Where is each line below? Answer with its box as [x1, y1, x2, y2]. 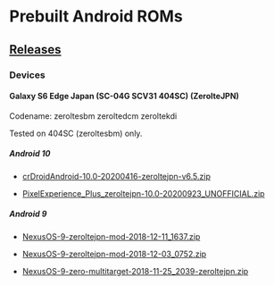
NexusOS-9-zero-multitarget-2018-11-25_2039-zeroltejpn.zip [21, 265, 249, 276]
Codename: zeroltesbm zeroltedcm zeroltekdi [9, 110, 178, 122]
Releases [9, 42, 62, 57]
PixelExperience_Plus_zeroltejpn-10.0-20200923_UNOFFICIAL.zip [21, 188, 265, 198]
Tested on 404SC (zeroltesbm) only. [9, 128, 143, 138]
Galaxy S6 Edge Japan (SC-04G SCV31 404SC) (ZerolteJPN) [9, 91, 239, 102]
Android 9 [9, 208, 47, 220]
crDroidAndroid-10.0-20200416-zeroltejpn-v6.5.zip [21, 171, 212, 181]
